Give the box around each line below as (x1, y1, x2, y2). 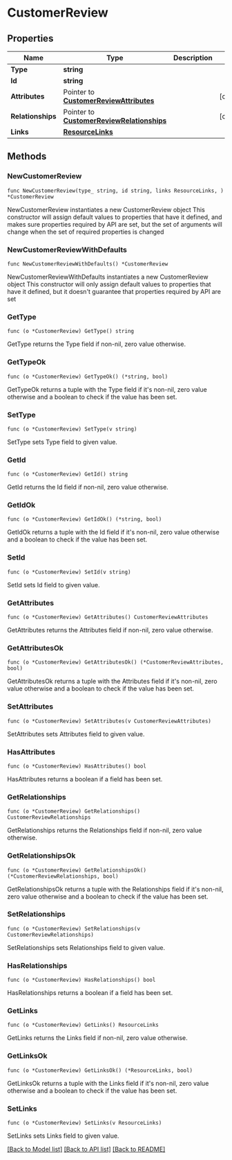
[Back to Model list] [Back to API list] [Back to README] (7, 1145, 166, 1154)
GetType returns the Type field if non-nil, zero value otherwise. (7, 340, 186, 348)
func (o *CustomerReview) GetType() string (7, 328, 135, 335)
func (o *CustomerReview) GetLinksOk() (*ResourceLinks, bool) (7, 1066, 193, 1074)
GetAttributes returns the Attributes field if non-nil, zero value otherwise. (7, 626, 213, 634)
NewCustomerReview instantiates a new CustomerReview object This (7, 205, 205, 214)
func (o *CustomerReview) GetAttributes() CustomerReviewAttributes (7, 614, 209, 621)
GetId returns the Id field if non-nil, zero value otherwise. (7, 483, 169, 492)
